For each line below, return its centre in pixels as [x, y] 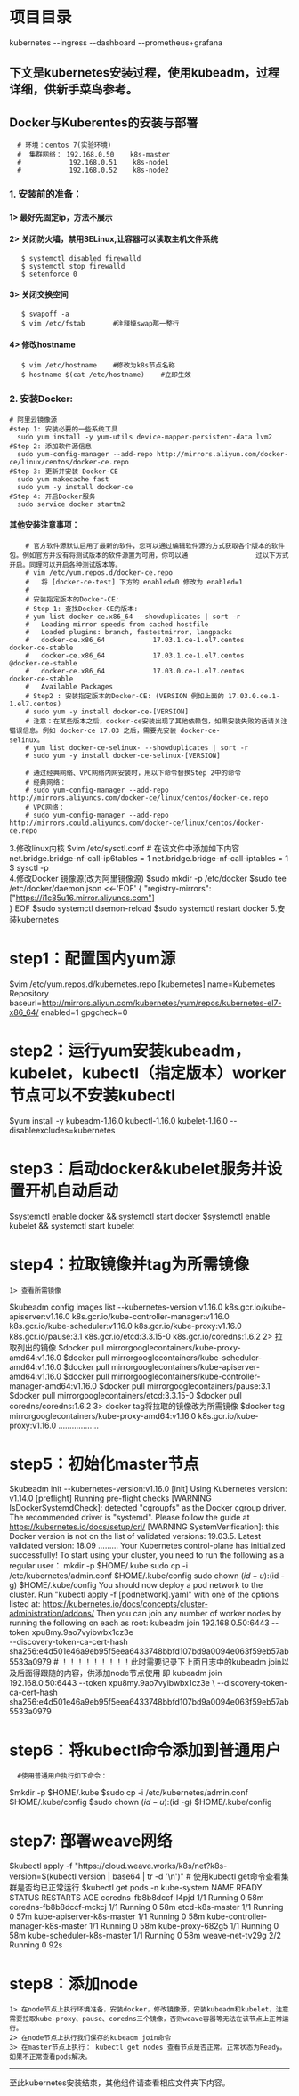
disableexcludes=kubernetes [62, 1130]
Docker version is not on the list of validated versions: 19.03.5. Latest [135, 1536]
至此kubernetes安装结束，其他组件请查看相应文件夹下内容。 [120, 2083]
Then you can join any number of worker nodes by [189, 1614]
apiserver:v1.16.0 [40, 1316]
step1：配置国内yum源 [93, 959]
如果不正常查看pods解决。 [50, 2057]
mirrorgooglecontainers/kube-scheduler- [186, 1358]
